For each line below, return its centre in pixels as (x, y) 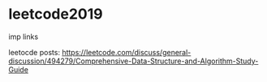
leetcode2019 (56, 14)
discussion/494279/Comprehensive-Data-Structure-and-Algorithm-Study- (133, 61)
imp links (24, 37)
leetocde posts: (34, 52)
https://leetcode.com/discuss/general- (127, 52)
